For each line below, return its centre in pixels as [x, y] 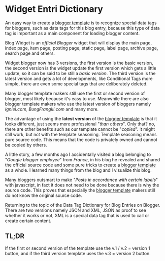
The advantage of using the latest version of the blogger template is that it [81, 118]
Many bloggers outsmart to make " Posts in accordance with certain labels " [82, 180]
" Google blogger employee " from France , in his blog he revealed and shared [82, 159]
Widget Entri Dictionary [54, 9]
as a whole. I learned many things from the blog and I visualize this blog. [78, 170]
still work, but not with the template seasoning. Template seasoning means [81, 134]
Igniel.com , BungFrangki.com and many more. [52, 109]
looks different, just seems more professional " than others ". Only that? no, [80, 124]
